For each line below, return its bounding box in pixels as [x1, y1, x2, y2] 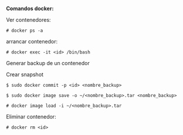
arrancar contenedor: [6, 38, 57, 45]
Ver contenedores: [6, 16, 51, 23]
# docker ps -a [6, 28, 43, 33]
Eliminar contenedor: [6, 113, 57, 120]
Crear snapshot [6, 71, 44, 78]
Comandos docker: [6, 5, 54, 12]
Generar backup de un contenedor [6, 60, 90, 66]
